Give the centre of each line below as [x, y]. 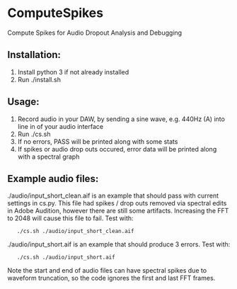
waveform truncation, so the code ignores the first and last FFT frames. [111, 278]
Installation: [34, 55]
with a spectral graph [48, 157]
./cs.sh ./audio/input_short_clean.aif [75, 232]
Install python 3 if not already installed [73, 72]
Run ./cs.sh [34, 134]
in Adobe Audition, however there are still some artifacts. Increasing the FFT [118, 211]
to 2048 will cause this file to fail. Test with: [70, 218]
